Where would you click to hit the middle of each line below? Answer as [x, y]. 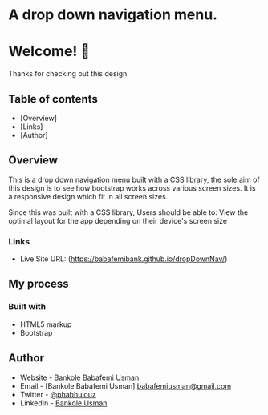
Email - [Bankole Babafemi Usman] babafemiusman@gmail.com [125, 385]
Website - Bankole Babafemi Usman [79, 377]
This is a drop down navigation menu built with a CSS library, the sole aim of [134, 179]
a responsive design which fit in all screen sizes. [88, 196]
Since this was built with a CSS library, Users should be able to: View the [128, 212]
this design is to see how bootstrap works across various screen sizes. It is [132, 188]
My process [39, 284]
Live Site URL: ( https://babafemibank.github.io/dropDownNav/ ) [124, 259]
